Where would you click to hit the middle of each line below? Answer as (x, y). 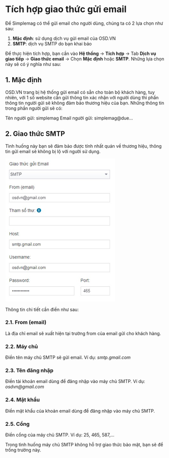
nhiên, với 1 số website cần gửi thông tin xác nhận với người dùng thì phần (82, 97)
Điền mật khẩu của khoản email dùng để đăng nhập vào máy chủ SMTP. (80, 411)
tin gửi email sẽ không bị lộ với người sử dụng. (53, 151)
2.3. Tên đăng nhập (30, 370)
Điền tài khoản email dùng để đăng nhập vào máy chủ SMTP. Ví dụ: (75, 381)
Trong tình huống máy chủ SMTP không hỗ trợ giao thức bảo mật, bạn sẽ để (84, 445)
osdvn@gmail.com (25, 387)
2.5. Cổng (17, 424)
